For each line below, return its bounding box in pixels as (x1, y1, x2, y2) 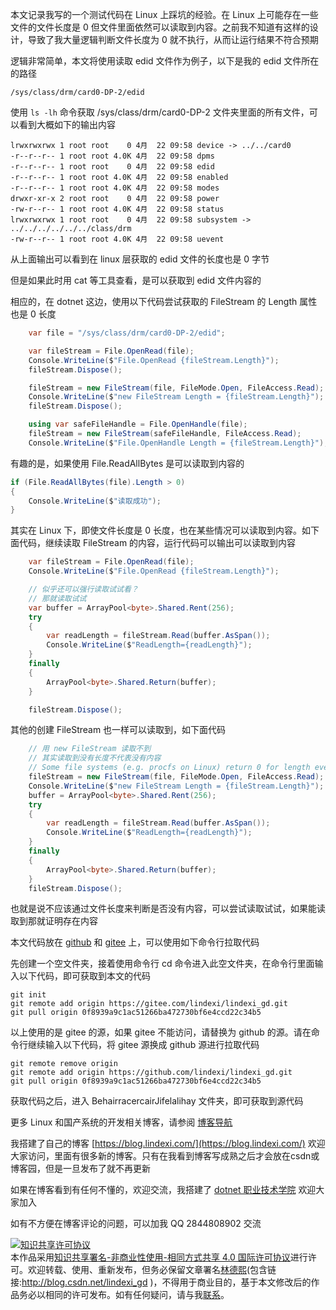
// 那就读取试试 (28, 593, 87, 603)
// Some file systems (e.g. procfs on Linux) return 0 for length (28, 763, 311, 773)
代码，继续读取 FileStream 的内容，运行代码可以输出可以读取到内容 (18, 537, 297, 549)
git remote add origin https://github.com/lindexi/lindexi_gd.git (10, 1068, 293, 1078)
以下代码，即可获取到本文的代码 (18, 970, 151, 982)
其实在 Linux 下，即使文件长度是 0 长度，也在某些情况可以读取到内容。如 (10, 524, 312, 537)
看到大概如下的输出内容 (18, 119, 116, 130)
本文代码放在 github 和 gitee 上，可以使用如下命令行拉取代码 (10, 936, 260, 948)
